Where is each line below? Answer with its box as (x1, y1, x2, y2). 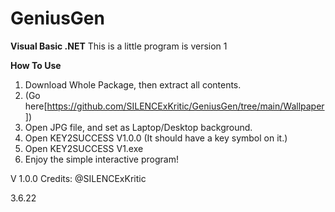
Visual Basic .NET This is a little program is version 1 (10, 40, 228, 52)
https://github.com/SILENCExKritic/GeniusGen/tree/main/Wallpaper (46, 100, 325, 112)
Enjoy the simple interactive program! (24, 153, 179, 165)
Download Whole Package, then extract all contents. (24, 78, 242, 91)
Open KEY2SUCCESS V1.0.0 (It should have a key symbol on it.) (24, 132, 288, 144)
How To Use (10, 59, 62, 71)
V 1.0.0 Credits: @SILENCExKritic (10, 172, 147, 184)
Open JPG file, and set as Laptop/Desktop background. (24, 121, 253, 133)
